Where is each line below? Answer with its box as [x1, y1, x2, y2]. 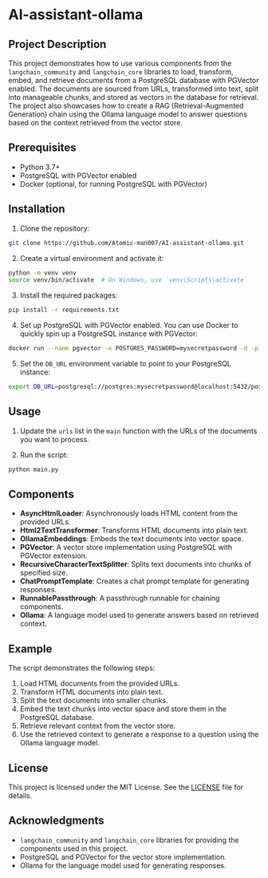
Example [8, 642, 53, 655]
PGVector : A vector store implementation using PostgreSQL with [19, 543, 233, 552]
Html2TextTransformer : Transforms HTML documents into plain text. [19, 525, 249, 536]
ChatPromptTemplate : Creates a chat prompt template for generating [19, 576, 250, 586]
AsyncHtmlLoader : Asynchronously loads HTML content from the [19, 508, 238, 518]
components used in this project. [19, 844, 128, 853]
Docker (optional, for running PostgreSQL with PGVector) [19, 179, 207, 188]
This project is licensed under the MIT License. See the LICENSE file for [8, 782, 244, 792]
